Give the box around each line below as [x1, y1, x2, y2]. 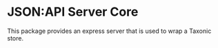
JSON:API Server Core [7, 4, 139, 20]
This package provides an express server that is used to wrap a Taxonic [7, 27, 212, 35]
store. [7, 34, 24, 42]
